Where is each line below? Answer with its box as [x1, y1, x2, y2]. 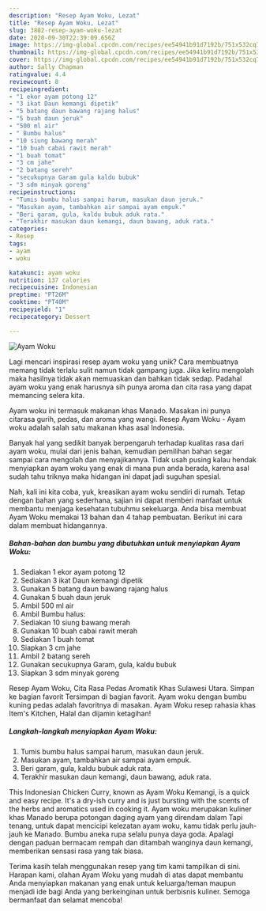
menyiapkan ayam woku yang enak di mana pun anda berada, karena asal [9, 463, 249, 473]
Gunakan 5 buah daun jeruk [20, 592, 111, 602]
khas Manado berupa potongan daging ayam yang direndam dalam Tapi [9, 812, 243, 822]
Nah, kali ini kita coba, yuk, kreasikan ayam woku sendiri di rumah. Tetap [9, 487, 245, 496]
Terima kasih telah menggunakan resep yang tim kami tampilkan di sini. [9, 861, 241, 871]
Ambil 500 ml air [20, 601, 74, 610]
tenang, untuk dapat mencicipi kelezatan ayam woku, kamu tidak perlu [9, 821, 238, 830]
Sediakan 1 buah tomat [20, 634, 95, 643]
